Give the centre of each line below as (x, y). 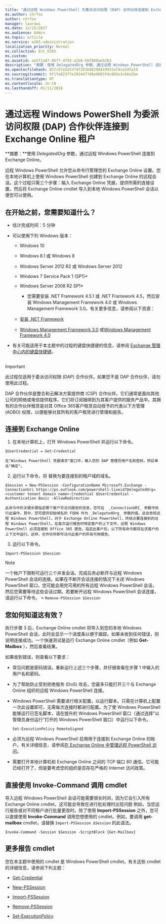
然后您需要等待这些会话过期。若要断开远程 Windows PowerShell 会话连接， (82, 592)
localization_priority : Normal (37, 47)
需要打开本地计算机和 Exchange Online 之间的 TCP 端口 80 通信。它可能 (85, 762)
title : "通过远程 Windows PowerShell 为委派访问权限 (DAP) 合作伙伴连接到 (77, 10)
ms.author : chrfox (24, 14)
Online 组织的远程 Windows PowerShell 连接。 (60, 690)
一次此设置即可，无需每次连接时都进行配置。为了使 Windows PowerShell (86, 707)
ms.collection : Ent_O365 (31, 51)
